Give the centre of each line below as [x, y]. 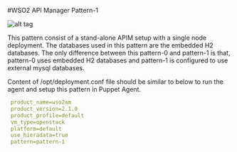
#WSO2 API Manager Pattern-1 [53, 10]
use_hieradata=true [39, 135]
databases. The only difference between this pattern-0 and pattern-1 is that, [119, 53]
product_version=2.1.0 [44, 109]
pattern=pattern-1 [38, 142]
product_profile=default [47, 115]
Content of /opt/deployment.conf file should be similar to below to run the [116, 82]
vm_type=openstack [38, 122]
